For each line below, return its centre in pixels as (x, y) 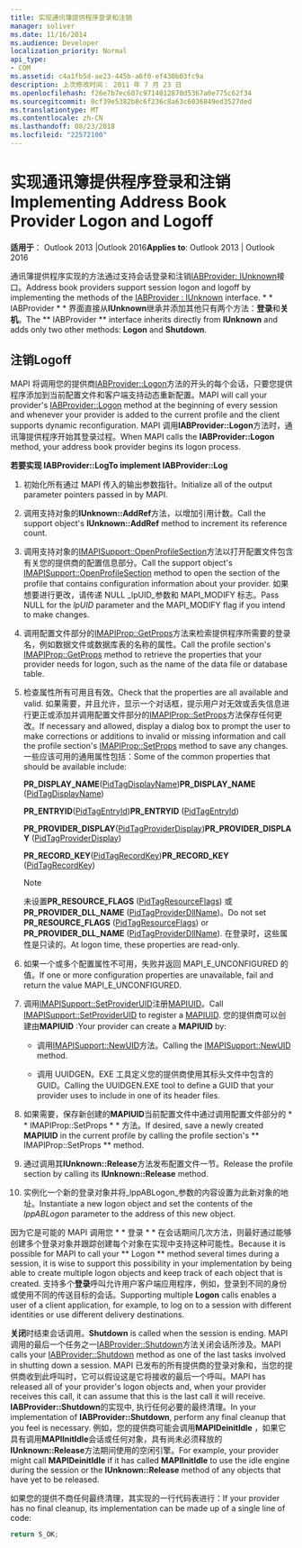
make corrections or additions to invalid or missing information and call (155, 736)
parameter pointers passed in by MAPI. (96, 494)
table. (34, 673)
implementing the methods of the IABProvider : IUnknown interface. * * (142, 297)
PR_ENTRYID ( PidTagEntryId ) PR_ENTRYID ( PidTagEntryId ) (131, 811)
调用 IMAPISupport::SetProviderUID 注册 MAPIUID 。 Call (123, 1003)
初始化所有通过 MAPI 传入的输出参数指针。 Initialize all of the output (148, 484)
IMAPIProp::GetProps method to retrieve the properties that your (142, 654)
